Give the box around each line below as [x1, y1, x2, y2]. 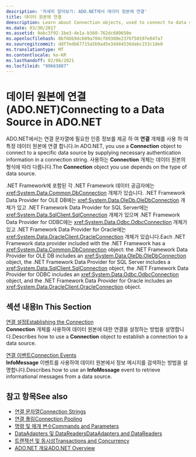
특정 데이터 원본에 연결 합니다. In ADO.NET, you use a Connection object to [6, 143, 182, 150]
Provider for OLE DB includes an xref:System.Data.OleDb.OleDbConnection [6, 252, 187, 259]
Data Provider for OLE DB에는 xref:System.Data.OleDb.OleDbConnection [6, 197, 180, 204]
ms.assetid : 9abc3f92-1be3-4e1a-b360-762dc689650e [6, 30, 132, 36]
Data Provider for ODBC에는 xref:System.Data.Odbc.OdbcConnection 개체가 [6, 219, 188, 226]
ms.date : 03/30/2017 [6, 25, 57, 31]
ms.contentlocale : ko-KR [6, 52, 66, 58]
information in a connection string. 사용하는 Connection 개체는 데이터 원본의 [6, 156, 186, 163]
